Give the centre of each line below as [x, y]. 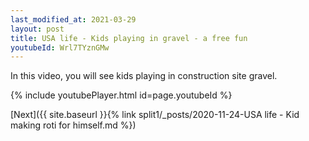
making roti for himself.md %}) [73, 125]
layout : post [37, 29]
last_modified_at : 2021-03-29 [73, 19]
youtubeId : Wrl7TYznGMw [60, 47]
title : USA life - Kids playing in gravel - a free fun [129, 38]
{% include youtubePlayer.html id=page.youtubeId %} [121, 95]
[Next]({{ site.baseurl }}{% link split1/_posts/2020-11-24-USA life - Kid [155, 115]
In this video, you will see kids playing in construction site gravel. [144, 76]
